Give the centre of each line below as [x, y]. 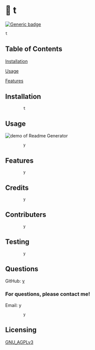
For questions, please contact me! [48, 294]
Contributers [26, 215]
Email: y [13, 305]
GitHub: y [15, 281]
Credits [17, 188]
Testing [17, 242]
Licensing [21, 330]
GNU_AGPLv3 [19, 342]
